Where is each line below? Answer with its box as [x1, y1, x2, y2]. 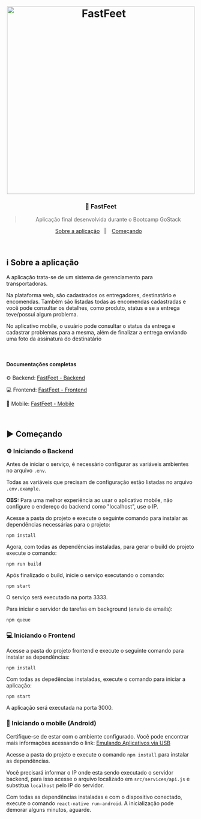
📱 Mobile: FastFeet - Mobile [6, 400, 74, 407]
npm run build [6, 561, 42, 567]
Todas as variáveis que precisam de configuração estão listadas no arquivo [6, 479, 193, 486]
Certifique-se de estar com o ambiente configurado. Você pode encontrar [6, 733, 189, 740]
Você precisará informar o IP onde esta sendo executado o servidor [6, 769, 174, 776]
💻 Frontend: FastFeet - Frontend [6, 386, 87, 393]
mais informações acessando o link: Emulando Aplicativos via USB [6, 739, 171, 746]
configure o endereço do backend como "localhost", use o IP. [6, 503, 159, 510]
